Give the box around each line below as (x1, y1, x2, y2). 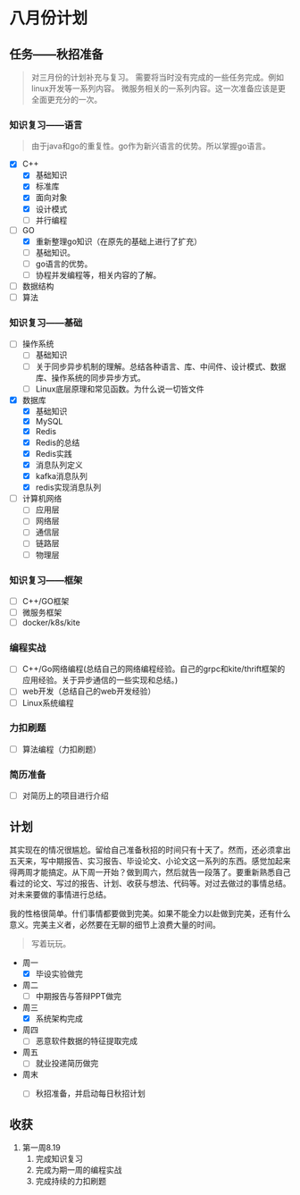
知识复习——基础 (9, 316, 83, 329)
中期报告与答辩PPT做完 (35, 991, 122, 1002)
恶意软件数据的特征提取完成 (35, 1036, 138, 1047)
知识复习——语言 (9, 118, 83, 130)
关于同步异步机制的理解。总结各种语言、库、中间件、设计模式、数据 (35, 361, 287, 372)
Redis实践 (35, 448, 72, 459)
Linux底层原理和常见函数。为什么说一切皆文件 (35, 383, 205, 394)
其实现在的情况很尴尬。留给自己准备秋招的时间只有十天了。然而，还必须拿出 (9, 845, 291, 855)
